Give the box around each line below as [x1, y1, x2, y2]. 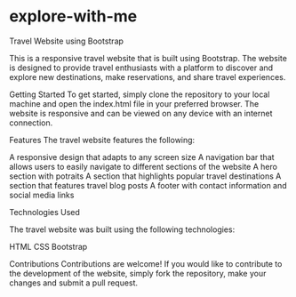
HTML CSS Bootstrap [9, 241, 88, 252]
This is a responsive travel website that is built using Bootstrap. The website [9, 52, 287, 63]
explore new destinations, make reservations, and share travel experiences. [9, 71, 286, 82]
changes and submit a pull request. [9, 277, 139, 288]
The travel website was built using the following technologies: [9, 224, 236, 235]
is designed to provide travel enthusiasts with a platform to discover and [9, 62, 274, 73]
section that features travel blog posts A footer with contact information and [9, 180, 287, 190]
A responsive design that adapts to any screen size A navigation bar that [9, 151, 275, 162]
